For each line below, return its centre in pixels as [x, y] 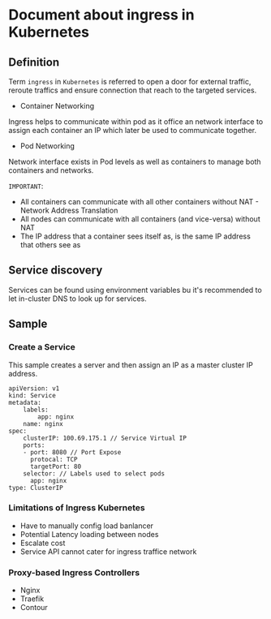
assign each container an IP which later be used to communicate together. [133, 130]
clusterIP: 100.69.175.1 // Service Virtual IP [105, 438]
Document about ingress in [101, 15]
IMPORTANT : [26, 186]
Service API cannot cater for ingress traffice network [108, 551]
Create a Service [42, 347]
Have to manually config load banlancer [87, 526]
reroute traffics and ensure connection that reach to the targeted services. [133, 90]
